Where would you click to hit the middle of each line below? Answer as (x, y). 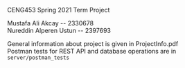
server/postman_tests (38, 58)
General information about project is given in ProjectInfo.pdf (93, 44)
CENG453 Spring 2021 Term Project (59, 10)
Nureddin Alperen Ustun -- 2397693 (59, 31)
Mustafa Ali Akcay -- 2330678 (51, 23)
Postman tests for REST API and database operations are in (92, 51)
